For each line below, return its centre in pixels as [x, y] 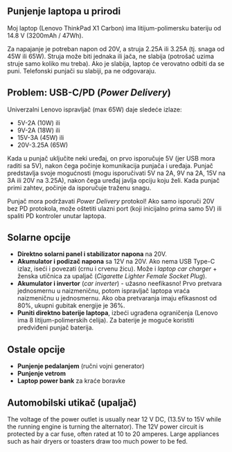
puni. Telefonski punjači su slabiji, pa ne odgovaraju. [82, 71]
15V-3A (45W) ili [41, 137]
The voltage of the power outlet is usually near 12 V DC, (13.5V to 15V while [114, 419]
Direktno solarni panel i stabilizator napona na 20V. [92, 254]
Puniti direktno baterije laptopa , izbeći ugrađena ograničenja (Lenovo [117, 313]
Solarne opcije [39, 238]
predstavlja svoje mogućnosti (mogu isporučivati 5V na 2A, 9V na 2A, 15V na [116, 173]
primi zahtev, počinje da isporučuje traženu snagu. [79, 188]
